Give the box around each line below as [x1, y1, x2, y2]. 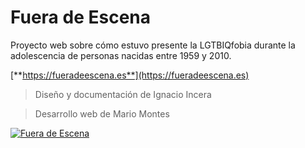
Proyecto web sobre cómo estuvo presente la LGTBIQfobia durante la [10, 39, 296, 51]
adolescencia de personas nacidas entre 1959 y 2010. [10, 49, 232, 61]
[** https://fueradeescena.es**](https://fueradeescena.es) [10, 69, 250, 81]
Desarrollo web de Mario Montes [34, 107, 170, 120]
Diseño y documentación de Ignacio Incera [34, 88, 212, 100]
